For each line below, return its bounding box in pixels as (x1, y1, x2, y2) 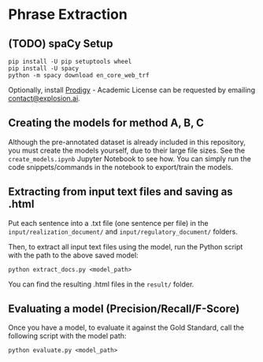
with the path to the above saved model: (8, 250, 139, 260)
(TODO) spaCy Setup (8, 37, 113, 50)
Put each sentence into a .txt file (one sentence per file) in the (8, 218, 209, 227)
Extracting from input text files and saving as (8, 185, 234, 198)
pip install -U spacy (8, 65, 80, 72)
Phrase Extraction (8, 6, 128, 24)
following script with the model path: (8, 331, 127, 341)
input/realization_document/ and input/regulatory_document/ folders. (8, 227, 238, 236)
